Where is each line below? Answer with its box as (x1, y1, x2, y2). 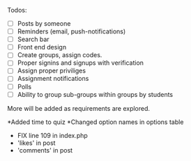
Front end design (17, 43, 67, 52)
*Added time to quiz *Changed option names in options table (7, 118, 184, 126)
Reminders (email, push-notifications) (17, 27, 126, 36)
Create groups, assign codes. (17, 51, 102, 59)
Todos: (7, 6, 27, 14)
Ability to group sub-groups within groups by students (17, 90, 173, 98)
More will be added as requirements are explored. (7, 104, 151, 112)
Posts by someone (17, 20, 71, 27)
